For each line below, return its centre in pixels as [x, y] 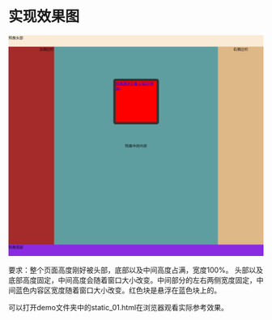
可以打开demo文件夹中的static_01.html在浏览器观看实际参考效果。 [119, 308]
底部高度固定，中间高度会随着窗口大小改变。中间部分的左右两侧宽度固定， [132, 280]
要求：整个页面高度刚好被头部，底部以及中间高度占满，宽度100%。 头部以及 [136, 270]
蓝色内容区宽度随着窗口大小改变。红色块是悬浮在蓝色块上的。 [118, 290]
